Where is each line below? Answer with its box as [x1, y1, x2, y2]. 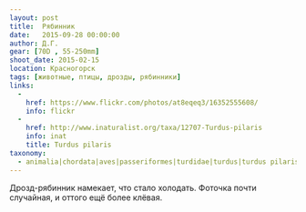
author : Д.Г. [9, 38, 59, 48]
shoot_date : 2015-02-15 [9, 56, 100, 65]
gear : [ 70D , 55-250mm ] [9, 47, 100, 56]
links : [9, 81, 35, 90]
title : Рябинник [9, 22, 76, 31]
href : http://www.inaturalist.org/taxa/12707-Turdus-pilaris [25, 124, 262, 133]
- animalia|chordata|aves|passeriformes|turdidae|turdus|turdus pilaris [17, 156, 300, 167]
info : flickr [25, 106, 76, 116]
